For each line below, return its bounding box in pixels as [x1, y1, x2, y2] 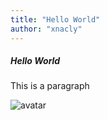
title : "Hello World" [10, 14, 101, 25]
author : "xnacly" [10, 24, 83, 34]
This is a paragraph [10, 80, 90, 92]
